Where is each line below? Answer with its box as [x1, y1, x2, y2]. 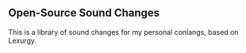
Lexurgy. [8, 36, 37, 45]
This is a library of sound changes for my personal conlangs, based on [8, 27, 240, 36]
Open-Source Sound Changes [8, 6, 160, 20]
